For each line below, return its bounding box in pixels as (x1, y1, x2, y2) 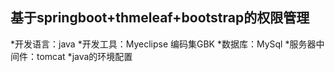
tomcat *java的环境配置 (36, 50, 133, 62)
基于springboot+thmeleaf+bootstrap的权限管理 (10, 9, 310, 27)
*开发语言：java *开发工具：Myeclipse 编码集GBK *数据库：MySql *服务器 (10, 38, 317, 50)
